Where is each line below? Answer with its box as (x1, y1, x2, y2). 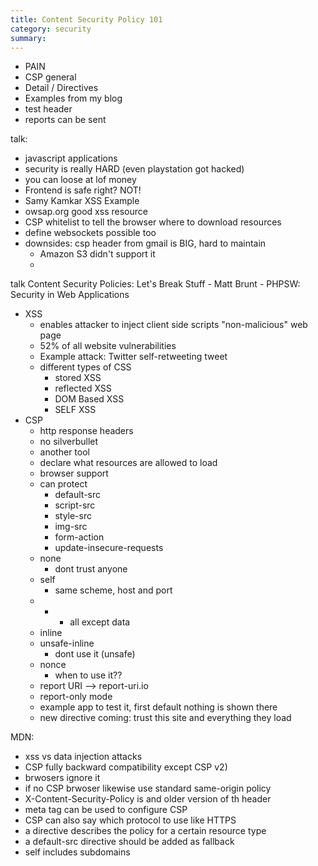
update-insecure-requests (54, 542, 164, 554)
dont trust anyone (54, 563, 128, 575)
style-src (54, 510, 92, 522)
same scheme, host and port (54, 584, 173, 596)
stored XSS (54, 372, 102, 384)
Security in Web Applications (10, 289, 130, 301)
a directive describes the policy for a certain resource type (24, 825, 267, 837)
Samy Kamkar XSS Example (24, 195, 140, 207)
